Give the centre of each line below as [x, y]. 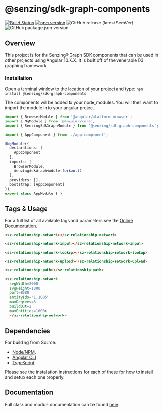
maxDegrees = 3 [23, 302]
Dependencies [28, 331]
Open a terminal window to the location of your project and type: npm [74, 89]
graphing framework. [26, 65]
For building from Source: [31, 342]
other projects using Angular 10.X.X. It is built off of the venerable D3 [74, 60]
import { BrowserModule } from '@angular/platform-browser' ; [69, 117]
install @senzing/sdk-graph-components [46, 94]
